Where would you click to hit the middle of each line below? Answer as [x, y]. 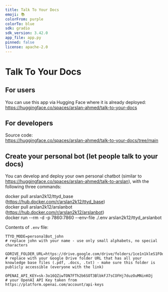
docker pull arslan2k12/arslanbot [39, 207]
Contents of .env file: [27, 227]
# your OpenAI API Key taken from [41, 280]
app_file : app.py [23, 38]
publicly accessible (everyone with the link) [54, 267]
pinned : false [20, 42]
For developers [29, 123]
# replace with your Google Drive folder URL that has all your [73, 258]
